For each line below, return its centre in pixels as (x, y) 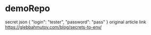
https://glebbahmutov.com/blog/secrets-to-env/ (53, 27)
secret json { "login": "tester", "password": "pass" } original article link (76, 22)
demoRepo (28, 9)
